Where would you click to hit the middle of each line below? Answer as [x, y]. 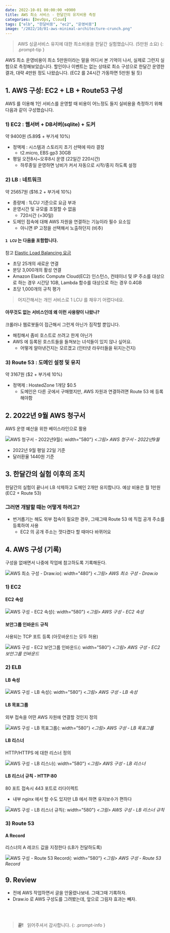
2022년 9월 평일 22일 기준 [39, 451]
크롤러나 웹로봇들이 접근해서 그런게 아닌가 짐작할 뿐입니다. [63, 324]
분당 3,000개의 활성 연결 [37, 270]
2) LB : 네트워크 [23, 180]
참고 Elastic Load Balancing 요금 [38, 252]
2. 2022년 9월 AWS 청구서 [46, 415]
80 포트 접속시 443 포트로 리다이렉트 [42, 788]
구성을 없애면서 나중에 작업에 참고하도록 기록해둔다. [56, 562]
